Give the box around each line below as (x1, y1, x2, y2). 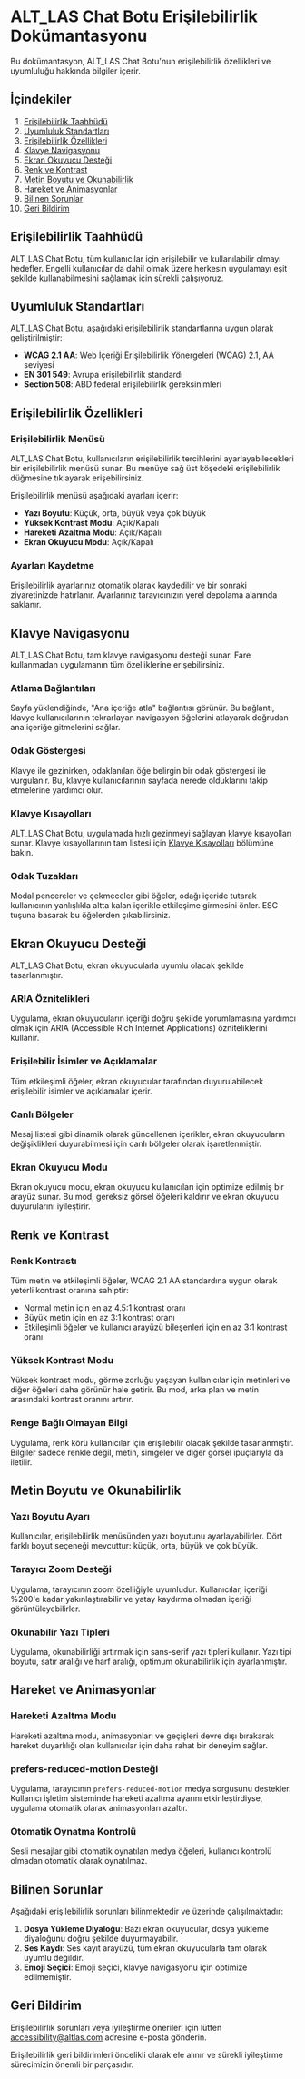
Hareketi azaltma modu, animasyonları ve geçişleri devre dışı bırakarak (10, 1730, 275, 1741)
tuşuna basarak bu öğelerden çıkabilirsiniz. (10, 910, 171, 921)
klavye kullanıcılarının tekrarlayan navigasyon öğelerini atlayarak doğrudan (10, 712, 289, 723)
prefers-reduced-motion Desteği (10, 1762, 159, 1775)
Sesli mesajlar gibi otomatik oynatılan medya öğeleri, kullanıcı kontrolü (10, 1846, 272, 1856)
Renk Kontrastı (10, 1254, 77, 1267)
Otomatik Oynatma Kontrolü (10, 1825, 137, 1837)
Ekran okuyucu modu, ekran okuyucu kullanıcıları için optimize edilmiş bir (10, 1182, 285, 1193)
